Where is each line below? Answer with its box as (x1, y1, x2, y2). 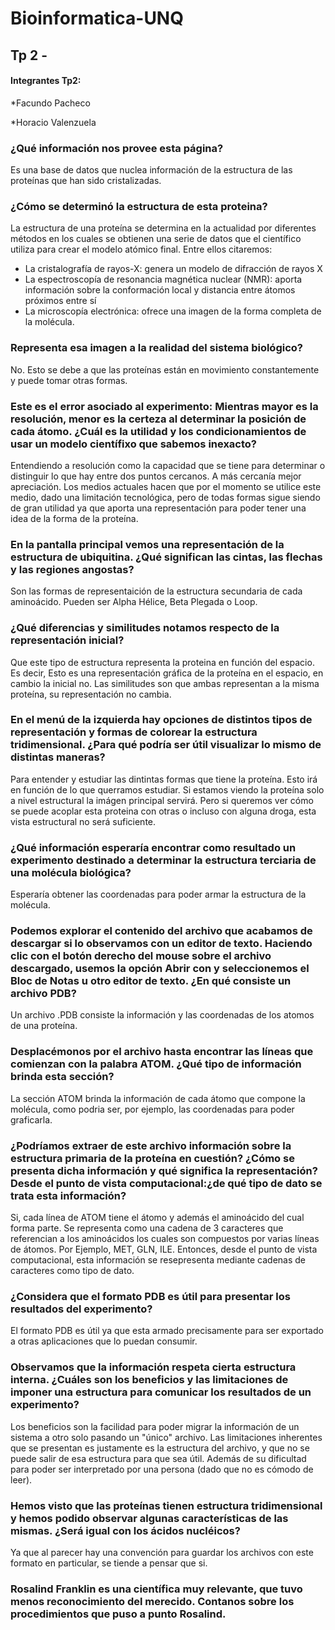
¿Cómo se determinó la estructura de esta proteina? (10, 200, 268, 213)
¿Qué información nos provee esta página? (10, 141, 224, 155)
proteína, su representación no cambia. (10, 688, 172, 700)
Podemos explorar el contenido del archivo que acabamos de (10, 924, 313, 938)
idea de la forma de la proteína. (10, 512, 139, 524)
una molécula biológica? (10, 865, 132, 879)
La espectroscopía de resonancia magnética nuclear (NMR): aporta (24, 273, 303, 286)
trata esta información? (10, 1188, 127, 1202)
